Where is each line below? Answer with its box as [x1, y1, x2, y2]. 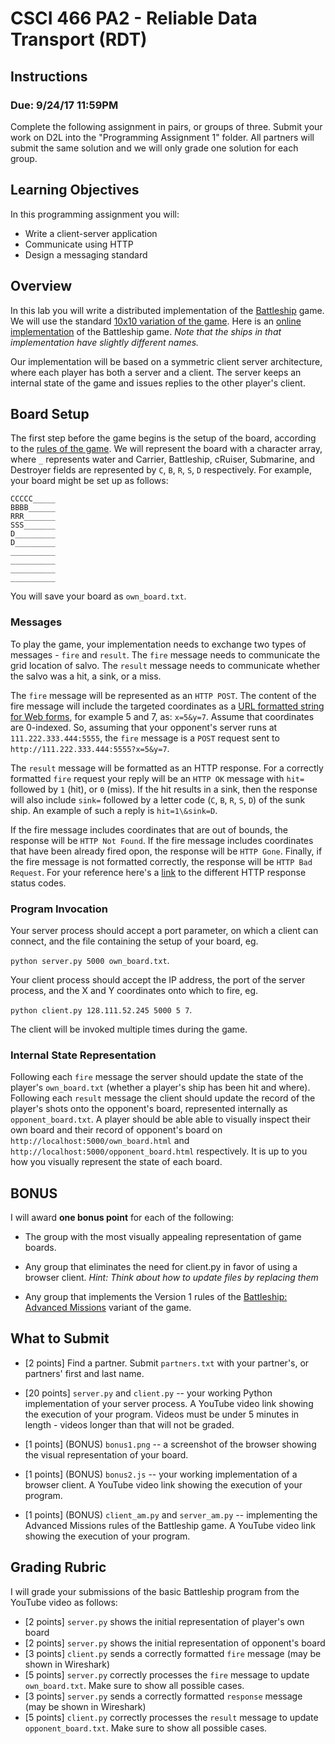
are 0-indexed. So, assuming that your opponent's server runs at [10, 721, 278, 733]
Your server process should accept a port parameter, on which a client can [10, 924, 319, 936]
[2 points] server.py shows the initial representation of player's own [24, 1615, 305, 1627]
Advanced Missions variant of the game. [24, 1302, 192, 1314]
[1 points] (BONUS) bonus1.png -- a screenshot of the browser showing [24, 1438, 317, 1450]
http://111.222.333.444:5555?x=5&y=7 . [10, 742, 170, 754]
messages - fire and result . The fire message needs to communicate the [10, 648, 321, 661]
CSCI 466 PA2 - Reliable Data [10, 7, 258, 30]
